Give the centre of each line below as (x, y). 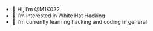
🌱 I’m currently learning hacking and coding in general (79, 22)
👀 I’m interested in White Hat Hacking (58, 15)
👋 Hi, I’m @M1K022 (36, 9)
